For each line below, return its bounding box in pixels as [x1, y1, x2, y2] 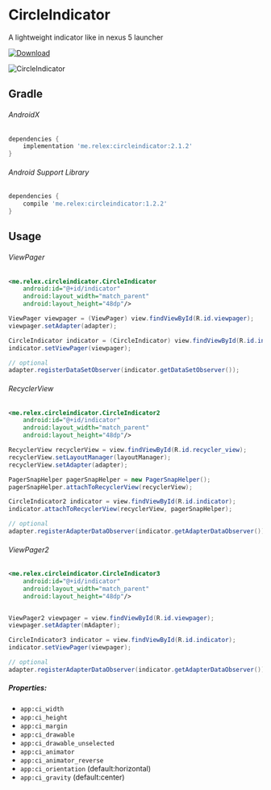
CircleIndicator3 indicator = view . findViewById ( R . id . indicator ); [8, 636, 236, 644]
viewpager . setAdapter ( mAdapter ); [8, 621, 121, 630]
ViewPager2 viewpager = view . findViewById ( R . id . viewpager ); [8, 614, 215, 622]
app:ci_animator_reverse [19, 756, 104, 765]
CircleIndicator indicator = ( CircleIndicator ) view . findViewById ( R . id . [8, 336, 258, 344]
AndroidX [8, 109, 40, 119]
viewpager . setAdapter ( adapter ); [8, 322, 117, 330]
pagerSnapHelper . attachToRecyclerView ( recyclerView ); [8, 483, 194, 491]
